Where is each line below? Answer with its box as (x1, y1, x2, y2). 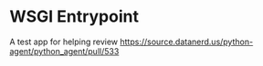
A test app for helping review (9, 36, 119, 47)
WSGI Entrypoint (9, 6, 140, 27)
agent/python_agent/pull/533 (9, 45, 120, 56)
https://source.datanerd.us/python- (120, 36, 254, 47)
